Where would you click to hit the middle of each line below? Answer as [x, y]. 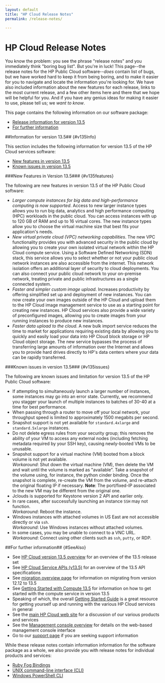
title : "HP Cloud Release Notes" [39, 14]
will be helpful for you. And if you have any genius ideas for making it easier [82, 98]
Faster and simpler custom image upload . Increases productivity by [81, 289]
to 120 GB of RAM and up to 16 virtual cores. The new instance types [82, 221]
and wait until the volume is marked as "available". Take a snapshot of [83, 470]
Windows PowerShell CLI [38, 676]
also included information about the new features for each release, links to [80, 87]
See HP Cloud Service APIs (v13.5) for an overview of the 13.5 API [79, 568]
